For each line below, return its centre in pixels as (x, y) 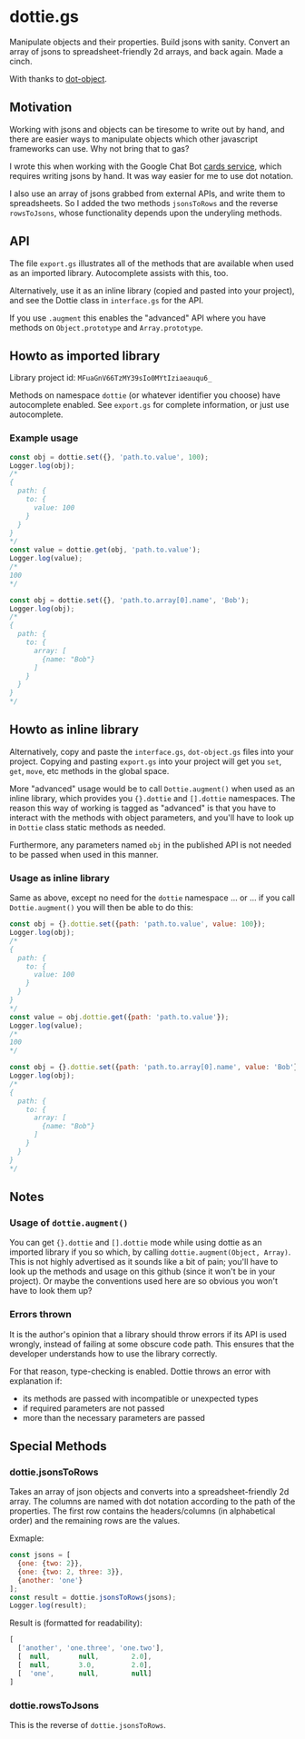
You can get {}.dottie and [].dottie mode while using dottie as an (136, 1243)
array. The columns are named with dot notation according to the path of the (152, 1502)
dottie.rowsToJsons (54, 1705)
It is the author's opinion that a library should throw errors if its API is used (148, 1334)
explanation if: (36, 1381)
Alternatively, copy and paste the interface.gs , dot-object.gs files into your (152, 751)
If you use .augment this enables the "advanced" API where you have (138, 318)
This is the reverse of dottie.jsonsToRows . (88, 1724)
